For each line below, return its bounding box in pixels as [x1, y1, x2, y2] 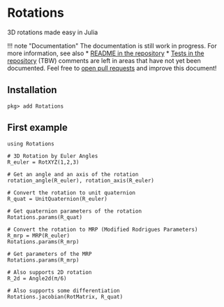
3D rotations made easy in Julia [7, 28, 98, 36]
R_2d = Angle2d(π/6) [7, 275, 68, 282]
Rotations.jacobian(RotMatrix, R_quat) [7, 293, 124, 300]
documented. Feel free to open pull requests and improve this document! [7, 64, 217, 72]
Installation [7, 84, 57, 96]
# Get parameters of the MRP [7, 250, 92, 257]
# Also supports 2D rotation [7, 269, 92, 276]
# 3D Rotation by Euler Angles [7, 152, 98, 159]
